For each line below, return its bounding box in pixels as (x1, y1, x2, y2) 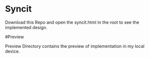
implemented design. (5, 24, 47, 30)
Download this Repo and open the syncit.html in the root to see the (5, 19, 139, 25)
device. (5, 48, 20, 54)
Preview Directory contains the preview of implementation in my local (5, 43, 145, 49)
